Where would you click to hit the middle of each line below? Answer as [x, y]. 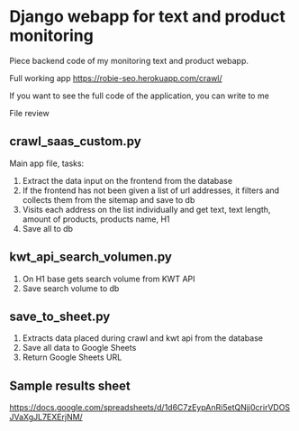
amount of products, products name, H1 [96, 219]
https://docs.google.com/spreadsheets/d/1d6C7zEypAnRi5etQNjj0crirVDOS [150, 408]
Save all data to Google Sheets [79, 348]
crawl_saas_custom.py [75, 142]
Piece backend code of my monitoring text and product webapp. [129, 60]
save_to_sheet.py [60, 316]
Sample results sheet [70, 385]
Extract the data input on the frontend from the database [127, 180]
